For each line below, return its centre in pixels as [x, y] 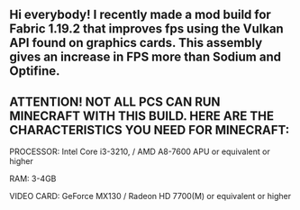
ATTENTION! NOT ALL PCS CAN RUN [115, 101]
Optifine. [35, 71]
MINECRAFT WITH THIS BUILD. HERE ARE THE [142, 116]
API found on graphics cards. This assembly [136, 43]
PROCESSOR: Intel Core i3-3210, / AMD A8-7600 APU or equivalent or [140, 151]
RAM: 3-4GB [33, 178]
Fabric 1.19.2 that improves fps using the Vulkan [146, 29]
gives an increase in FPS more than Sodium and [145, 57]
